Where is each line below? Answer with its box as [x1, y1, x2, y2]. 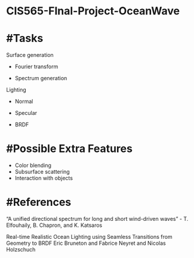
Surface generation [6, 51, 54, 59]
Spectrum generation [14, 75, 67, 82]
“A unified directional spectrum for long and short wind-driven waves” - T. [6, 215, 189, 222]
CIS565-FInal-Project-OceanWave [6, 4, 180, 18]
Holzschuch [6, 246, 36, 253]
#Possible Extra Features [6, 142, 133, 156]
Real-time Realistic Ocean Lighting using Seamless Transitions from [6, 233, 173, 240]
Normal [14, 98, 33, 105]
